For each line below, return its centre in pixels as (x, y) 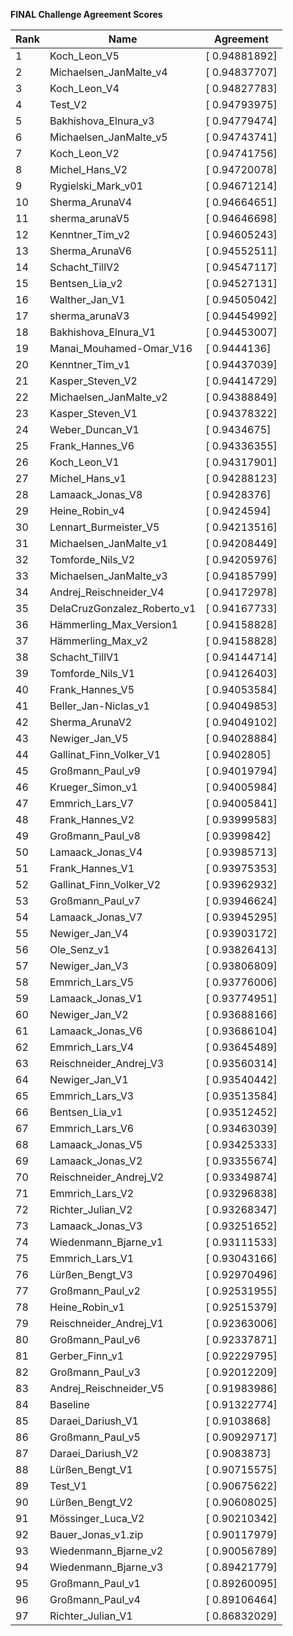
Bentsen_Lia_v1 (86, 1112)
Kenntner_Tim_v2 (90, 234)
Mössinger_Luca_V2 (97, 1518)
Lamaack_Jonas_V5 (96, 1144)
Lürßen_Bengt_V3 (91, 1274)
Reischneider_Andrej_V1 (107, 1323)
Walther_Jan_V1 (87, 299)
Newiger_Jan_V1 (89, 1079)
